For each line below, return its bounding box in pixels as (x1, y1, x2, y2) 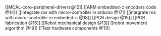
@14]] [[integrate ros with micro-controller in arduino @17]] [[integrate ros (5, 9, 156, 15)
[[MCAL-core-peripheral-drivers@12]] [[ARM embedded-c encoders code (5, 4, 157, 10)
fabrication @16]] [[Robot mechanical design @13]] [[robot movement (5, 20, 148, 26)
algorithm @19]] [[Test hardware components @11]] (5, 25, 110, 31)
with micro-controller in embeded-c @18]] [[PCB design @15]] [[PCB (5, 15, 145, 20)
